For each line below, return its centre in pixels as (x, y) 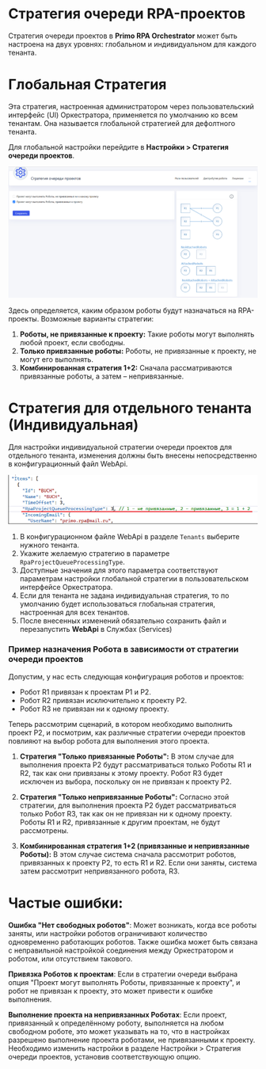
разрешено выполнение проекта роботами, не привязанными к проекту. (132, 1040)
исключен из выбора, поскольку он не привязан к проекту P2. (125, 782)
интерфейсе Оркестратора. (66, 587)
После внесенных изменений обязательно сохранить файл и (123, 620)
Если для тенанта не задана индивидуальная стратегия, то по (124, 595)
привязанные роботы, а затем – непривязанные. (102, 376)
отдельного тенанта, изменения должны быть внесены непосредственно (133, 455)
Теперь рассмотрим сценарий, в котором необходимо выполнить (121, 724)
